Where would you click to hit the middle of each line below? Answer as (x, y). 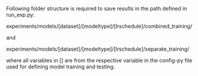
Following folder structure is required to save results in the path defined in (97, 9)
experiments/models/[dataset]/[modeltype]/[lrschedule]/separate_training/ (98, 49)
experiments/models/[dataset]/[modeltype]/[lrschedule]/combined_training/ (99, 26)
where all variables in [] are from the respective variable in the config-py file (99, 60)
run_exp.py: (21, 15)
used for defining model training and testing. (61, 67)
